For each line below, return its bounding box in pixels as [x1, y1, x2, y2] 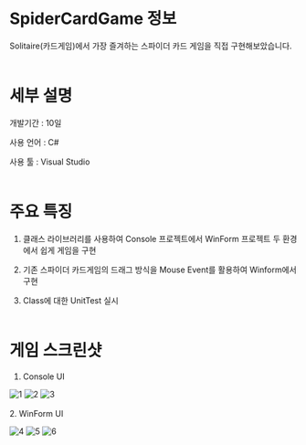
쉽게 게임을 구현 [39, 244, 97, 256]
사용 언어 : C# [9, 136, 59, 147]
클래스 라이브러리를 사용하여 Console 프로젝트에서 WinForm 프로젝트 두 [22, 233, 281, 244]
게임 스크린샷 [9, 340, 102, 361]
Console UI [22, 371, 66, 382]
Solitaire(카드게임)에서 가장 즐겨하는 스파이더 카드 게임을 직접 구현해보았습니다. [9, 40, 292, 51]
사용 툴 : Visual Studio [9, 156, 90, 167]
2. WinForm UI [9, 408, 64, 419]
